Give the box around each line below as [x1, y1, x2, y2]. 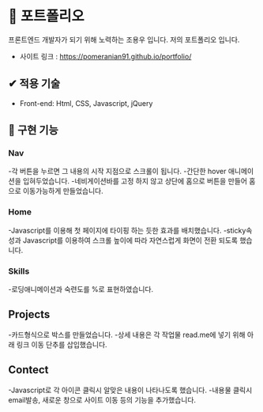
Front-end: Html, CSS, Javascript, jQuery [19, 98, 153, 108]
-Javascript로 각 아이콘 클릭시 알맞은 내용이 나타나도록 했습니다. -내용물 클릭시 [8, 385, 253, 395]
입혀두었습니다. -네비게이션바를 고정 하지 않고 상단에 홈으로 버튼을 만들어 [22, 176, 247, 186]
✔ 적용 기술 [8, 77, 61, 91]
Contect [8, 363, 49, 376]
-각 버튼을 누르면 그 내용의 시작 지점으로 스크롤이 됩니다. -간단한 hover [8, 167, 227, 176]
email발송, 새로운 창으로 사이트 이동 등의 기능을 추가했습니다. [8, 395, 196, 404]
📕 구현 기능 [8, 123, 59, 137]
